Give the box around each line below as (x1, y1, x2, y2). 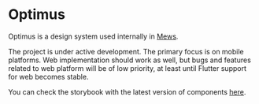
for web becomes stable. (8, 72, 89, 81)
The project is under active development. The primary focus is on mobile (8, 46, 244, 56)
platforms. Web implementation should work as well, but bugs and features (8, 55, 252, 65)
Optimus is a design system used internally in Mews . (8, 32, 179, 41)
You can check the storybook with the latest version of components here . (8, 87, 246, 96)
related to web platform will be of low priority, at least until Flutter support (8, 63, 246, 72)
